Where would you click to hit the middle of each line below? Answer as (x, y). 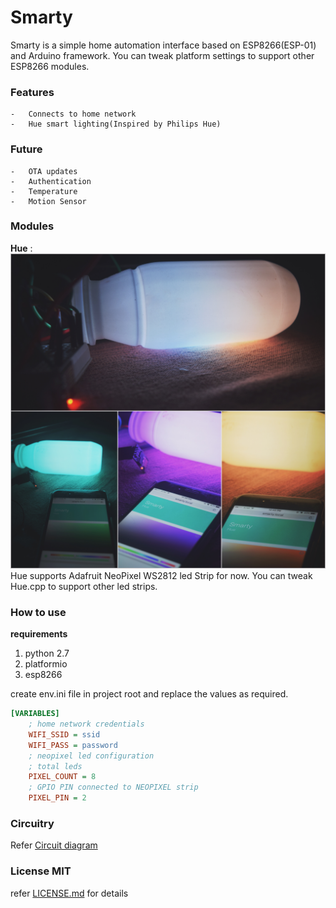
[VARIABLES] (35, 714)
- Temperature (44, 191)
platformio (46, 664)
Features (32, 92)
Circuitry (32, 823)
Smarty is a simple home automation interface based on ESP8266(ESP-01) (163, 45)
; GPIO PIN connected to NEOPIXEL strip (113, 787)
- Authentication (51, 181)
